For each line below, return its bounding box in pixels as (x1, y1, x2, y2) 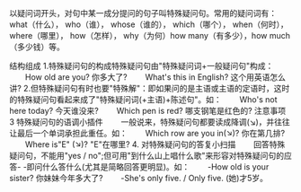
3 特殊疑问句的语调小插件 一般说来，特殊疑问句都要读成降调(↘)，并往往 (9, 117, 290, 127)
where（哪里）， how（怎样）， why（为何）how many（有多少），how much (9, 31, 290, 40)
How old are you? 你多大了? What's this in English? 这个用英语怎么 (24, 72, 286, 83)
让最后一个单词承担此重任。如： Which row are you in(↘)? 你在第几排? (9, 128, 286, 138)
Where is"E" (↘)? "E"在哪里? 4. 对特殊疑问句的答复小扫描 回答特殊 (24, 139, 286, 150)
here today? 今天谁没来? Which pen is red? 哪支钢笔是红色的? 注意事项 (9, 106, 287, 116)
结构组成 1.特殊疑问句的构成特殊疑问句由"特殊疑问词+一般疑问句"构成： (9, 61, 274, 71)
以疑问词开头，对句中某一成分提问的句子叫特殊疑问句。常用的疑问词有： (9, 8, 277, 18)
